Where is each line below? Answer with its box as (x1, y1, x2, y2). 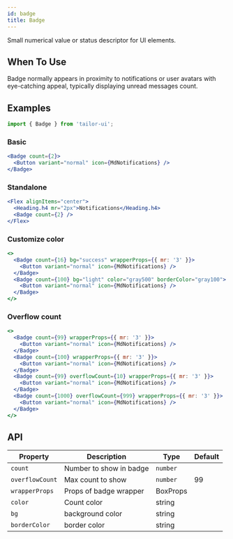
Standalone (7, 182, 47, 192)
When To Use (7, 56, 67, 68)
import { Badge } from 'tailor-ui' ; (7, 121, 114, 128)
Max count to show (63, 475, 127, 485)
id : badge (7, 10, 36, 17)
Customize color (7, 234, 65, 244)
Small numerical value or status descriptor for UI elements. (7, 36, 176, 44)
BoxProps (156, 486, 188, 496)
